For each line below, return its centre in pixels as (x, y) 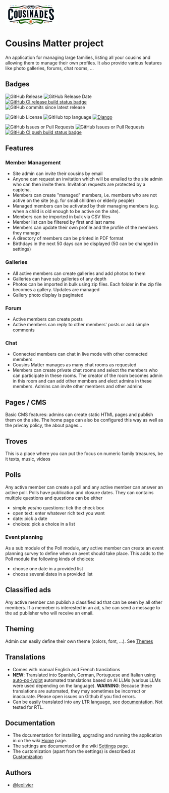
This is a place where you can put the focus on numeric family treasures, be (84, 453)
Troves (16, 441)
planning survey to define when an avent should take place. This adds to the (84, 554)
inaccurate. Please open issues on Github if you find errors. (74, 696)
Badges (17, 84)
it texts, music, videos (28, 459)
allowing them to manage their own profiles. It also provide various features (84, 63)
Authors (18, 772)
